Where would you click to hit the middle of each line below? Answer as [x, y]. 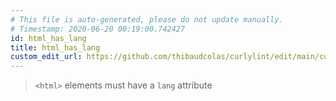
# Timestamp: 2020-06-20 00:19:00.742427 [98, 29]
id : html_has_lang [48, 38]
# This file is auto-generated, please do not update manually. [147, 19]
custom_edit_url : [46, 57]
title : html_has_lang [55, 47]
